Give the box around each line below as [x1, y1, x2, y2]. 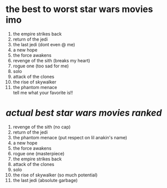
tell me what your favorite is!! [13, 89, 73, 96]
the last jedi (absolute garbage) [13, 177, 78, 183]
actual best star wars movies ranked [6, 107, 162, 119]
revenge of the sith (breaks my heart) [13, 57, 90, 63]
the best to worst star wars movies [6, 4, 153, 15]
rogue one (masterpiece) [13, 150, 65, 156]
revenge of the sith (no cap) [13, 124, 71, 130]
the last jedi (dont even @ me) [13, 41, 75, 47]
